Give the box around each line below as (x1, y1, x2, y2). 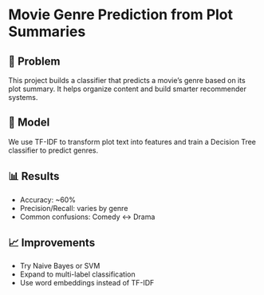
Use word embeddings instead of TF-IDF (19, 278, 155, 288)
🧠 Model (8, 116, 50, 130)
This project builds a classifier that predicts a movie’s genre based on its (8, 76, 246, 85)
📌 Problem (8, 54, 61, 68)
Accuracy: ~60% (19, 194, 76, 205)
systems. (8, 93, 38, 102)
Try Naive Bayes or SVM (19, 261, 100, 271)
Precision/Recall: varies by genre (19, 203, 128, 213)
